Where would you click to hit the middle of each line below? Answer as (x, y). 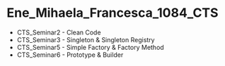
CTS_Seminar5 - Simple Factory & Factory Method (90, 47)
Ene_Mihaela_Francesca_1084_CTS (112, 13)
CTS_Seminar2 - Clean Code (59, 32)
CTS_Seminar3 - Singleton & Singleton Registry (86, 39)
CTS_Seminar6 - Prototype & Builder (70, 55)
